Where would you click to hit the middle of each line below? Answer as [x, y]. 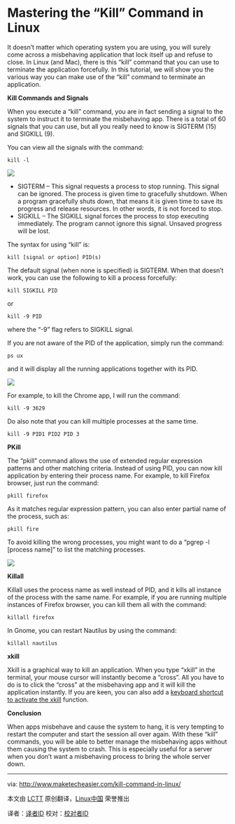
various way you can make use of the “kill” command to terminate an [106, 77]
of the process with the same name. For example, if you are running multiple [117, 597]
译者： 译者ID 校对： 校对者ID [48, 813]
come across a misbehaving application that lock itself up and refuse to [110, 55]
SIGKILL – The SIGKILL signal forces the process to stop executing [113, 216]
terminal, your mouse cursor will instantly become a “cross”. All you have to [116, 677]
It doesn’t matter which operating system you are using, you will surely [109, 47]
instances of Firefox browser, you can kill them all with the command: [107, 604]
